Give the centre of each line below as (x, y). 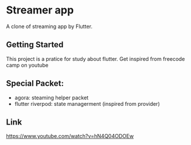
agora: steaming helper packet (52, 98)
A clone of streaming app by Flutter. (49, 26)
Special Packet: (35, 83)
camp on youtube (27, 65)
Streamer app (40, 10)
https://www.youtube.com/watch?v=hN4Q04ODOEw (70, 136)
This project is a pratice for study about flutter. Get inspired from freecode (95, 58)
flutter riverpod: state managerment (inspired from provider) (87, 103)
